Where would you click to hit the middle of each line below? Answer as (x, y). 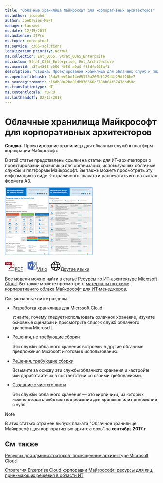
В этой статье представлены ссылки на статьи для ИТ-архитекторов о (78, 160)
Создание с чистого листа (39, 385)
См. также (22, 444)
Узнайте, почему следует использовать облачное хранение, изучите (83, 317)
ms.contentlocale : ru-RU (30, 92)
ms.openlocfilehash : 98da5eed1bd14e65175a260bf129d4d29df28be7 (70, 77)
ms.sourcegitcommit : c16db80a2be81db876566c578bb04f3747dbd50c (70, 82)
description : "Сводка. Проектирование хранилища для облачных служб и (78, 72)
